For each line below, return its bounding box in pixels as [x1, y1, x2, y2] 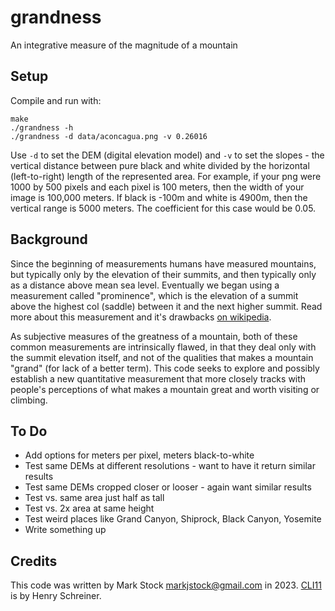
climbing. [10, 394, 48, 406]
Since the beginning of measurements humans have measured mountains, [10, 257, 317, 270]
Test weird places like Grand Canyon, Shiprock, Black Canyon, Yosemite [24, 513, 322, 525]
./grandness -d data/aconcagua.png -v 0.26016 [10, 131, 208, 141]
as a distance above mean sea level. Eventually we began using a [10, 279, 280, 291]
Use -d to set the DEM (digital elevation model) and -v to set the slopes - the [10, 149, 325, 161]
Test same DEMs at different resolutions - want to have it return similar [24, 460, 316, 472]
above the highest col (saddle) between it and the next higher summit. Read [10, 300, 323, 312]
